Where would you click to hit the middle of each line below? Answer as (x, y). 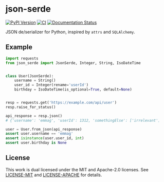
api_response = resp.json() (34, 116)
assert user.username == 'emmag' (39, 134)
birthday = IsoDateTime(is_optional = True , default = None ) (73, 90)
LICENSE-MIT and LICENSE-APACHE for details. (54, 175)
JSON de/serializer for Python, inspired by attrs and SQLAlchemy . (70, 32)
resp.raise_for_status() (31, 107)
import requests (22, 58)
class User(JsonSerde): (30, 76)
